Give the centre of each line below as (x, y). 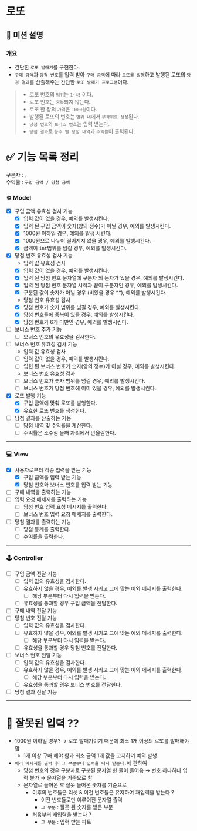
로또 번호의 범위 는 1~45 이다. (61, 94)
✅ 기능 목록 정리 (43, 158)
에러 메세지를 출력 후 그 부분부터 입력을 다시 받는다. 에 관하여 (81, 763)
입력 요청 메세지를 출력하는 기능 (50, 499)
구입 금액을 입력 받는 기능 (52, 478)
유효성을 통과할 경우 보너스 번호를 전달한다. (73, 684)
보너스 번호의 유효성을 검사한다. (59, 337)
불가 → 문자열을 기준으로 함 (61, 778)
